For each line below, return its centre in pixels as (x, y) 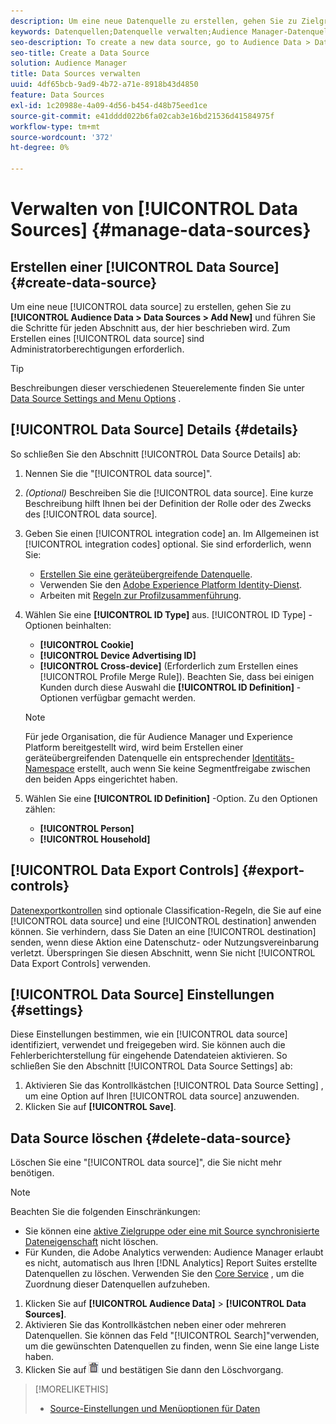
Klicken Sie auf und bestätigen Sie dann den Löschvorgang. (154, 1370)
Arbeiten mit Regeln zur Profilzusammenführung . (140, 595)
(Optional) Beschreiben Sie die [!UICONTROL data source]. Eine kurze (169, 492)
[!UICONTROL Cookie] (87, 644)
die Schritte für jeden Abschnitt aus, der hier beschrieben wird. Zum (150, 328)
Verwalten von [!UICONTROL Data (154, 209)
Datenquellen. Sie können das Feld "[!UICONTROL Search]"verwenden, (172, 1336)
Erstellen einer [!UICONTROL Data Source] (145, 266)
